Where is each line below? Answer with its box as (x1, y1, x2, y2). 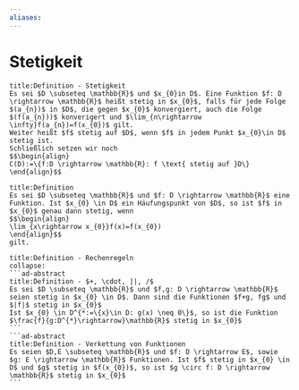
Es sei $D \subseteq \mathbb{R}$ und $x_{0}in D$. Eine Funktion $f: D (9, 89, 282, 98)
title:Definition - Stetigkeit (9, 81, 126, 90)
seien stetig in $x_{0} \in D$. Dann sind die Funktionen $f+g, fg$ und (9, 292, 286, 301)
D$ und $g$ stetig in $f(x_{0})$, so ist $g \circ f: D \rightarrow (9, 363, 270, 372)
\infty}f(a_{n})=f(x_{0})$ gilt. (9, 120, 134, 130)
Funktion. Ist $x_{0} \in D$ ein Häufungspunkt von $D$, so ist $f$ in (9, 199, 282, 208)
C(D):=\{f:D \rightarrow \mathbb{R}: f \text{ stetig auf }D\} (9, 159, 251, 168)
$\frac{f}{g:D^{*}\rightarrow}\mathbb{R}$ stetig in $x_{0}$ (9, 316, 243, 325)
